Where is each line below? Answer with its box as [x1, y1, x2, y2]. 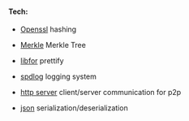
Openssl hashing [19, 24, 77, 34]
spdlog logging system [19, 71, 97, 81]
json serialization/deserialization [19, 103, 128, 113]
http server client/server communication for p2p [19, 88, 182, 97]
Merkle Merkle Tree [19, 41, 87, 50]
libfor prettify [19, 56, 64, 66]
